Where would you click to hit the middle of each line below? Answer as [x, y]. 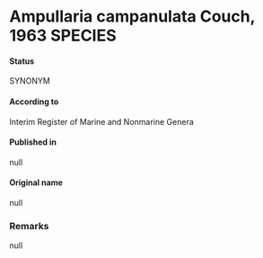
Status [22, 61]
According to [34, 102]
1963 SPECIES [63, 36]
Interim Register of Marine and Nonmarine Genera [102, 121]
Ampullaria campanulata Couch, [132, 17]
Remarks [29, 226]
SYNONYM [30, 81]
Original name [36, 182]
